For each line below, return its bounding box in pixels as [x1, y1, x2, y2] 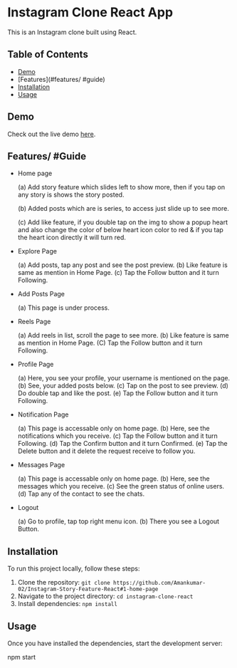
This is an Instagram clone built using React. [7, 28, 137, 36]
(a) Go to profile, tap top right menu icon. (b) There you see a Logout [17, 517, 219, 526]
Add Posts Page [17, 290, 65, 298]
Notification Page [17, 410, 69, 419]
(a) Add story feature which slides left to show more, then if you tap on [17, 183, 226, 192]
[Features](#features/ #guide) [17, 75, 105, 83]
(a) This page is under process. [17, 303, 110, 312]
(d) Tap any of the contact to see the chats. [17, 489, 145, 499]
